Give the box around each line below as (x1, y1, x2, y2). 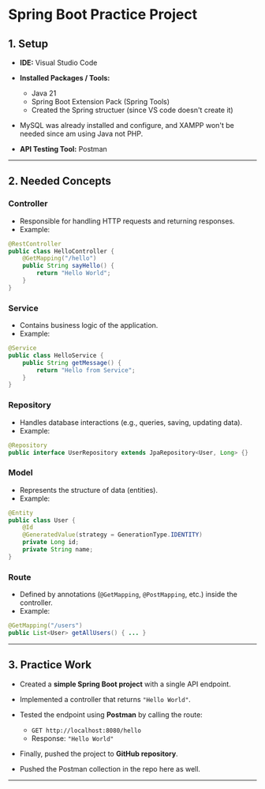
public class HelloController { (8, 247, 114, 255)
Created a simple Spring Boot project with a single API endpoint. (19, 679, 231, 689)
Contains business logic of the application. (19, 321, 159, 330)
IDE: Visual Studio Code (19, 58, 98, 67)
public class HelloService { (8, 351, 104, 359)
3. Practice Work (8, 658, 92, 672)
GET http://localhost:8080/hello (31, 727, 142, 735)
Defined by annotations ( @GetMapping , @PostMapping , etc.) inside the (19, 590, 238, 599)
